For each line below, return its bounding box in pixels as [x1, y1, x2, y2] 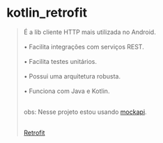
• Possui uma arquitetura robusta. [23, 71, 121, 81]
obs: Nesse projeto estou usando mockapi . [23, 108, 147, 116]
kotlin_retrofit [6, 5, 88, 21]
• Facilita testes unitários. [23, 57, 98, 65]
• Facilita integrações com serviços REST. [23, 42, 144, 51]
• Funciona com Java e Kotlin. [23, 87, 110, 95]
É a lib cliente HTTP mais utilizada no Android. [23, 28, 156, 36]
